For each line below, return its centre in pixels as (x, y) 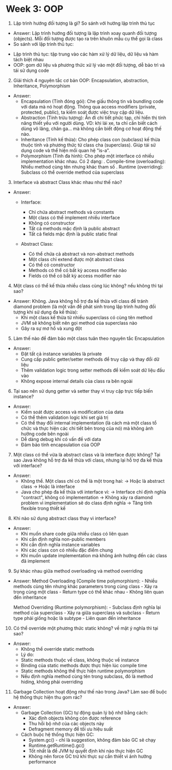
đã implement (35, 561)
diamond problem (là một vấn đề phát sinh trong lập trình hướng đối (84, 306)
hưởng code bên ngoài (45, 434)
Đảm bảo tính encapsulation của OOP (60, 445)
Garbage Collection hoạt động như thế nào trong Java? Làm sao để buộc (90, 691)
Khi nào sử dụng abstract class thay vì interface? (65, 518)
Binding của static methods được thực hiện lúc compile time (84, 665)
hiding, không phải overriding (52, 682)
